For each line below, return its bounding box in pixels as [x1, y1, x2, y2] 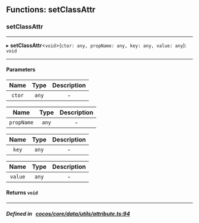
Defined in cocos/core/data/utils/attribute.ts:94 [6, 210, 130, 217]
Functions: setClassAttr [6, 5, 96, 15]
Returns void [6, 189, 38, 196]
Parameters [6, 66, 36, 73]
